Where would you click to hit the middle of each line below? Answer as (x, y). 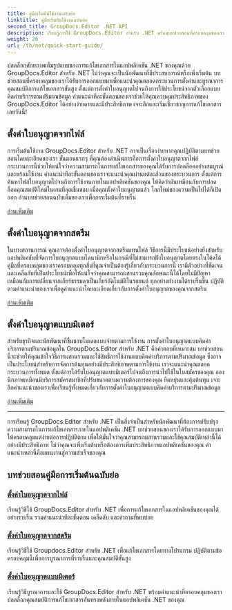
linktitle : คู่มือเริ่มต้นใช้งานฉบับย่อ (47, 20)
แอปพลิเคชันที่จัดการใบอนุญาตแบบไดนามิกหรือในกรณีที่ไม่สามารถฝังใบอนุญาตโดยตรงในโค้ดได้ (114, 257)
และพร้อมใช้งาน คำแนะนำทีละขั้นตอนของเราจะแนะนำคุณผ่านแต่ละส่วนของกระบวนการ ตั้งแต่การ (115, 174)
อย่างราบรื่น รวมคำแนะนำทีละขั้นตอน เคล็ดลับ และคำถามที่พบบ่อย (80, 518)
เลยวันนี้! (17, 112)
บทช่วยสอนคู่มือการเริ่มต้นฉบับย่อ (63, 474)
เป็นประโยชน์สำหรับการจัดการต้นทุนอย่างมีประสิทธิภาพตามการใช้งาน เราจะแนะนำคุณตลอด (109, 364)
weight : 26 (23, 39)
